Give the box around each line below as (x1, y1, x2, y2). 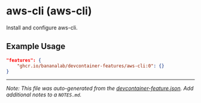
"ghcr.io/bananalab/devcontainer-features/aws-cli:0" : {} (17, 63, 165, 69)
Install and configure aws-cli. (6, 24, 78, 31)
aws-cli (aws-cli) (6, 4, 92, 18)
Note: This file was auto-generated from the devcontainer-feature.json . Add (6, 85, 194, 92)
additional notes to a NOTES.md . (6, 91, 82, 98)
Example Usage (6, 41, 66, 51)
